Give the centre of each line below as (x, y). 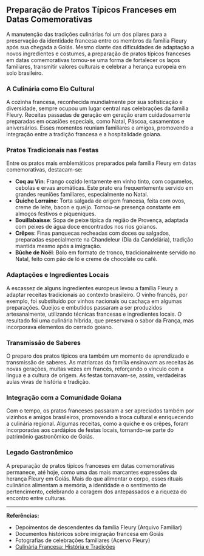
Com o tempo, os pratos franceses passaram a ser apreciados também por (100, 411)
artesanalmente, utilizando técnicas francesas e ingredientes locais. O (94, 314)
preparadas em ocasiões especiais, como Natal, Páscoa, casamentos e (96, 122)
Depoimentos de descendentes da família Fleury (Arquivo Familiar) (98, 527)
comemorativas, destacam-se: (45, 170)
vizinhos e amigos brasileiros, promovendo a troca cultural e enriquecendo (100, 417)
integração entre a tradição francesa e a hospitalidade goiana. (84, 134)
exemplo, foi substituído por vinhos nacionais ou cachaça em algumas (94, 301)
